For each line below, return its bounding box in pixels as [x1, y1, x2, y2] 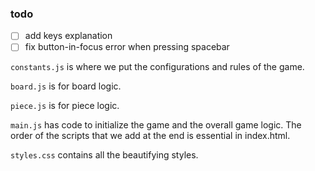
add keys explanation [24, 30, 113, 42]
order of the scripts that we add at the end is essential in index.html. [10, 130, 291, 142]
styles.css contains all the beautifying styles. [10, 149, 199, 161]
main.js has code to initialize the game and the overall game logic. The [10, 119, 302, 131]
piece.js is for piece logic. [10, 100, 120, 112]
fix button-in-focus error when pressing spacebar [24, 41, 230, 53]
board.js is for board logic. [10, 80, 122, 92]
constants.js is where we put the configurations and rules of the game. [10, 61, 305, 73]
